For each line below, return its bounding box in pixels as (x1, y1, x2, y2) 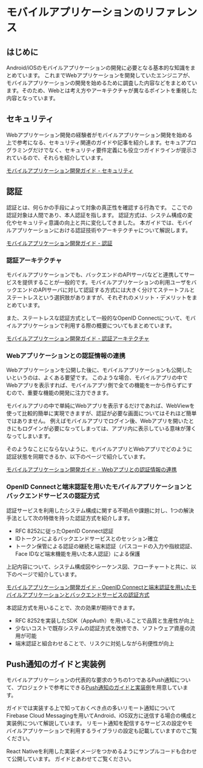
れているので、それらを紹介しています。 (6, 154, 107, 161)
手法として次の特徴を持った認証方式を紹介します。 (6, 514, 133, 521)
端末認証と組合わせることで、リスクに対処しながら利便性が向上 (15, 639, 175, 647)
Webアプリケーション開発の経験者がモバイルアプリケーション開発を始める (6, 131, 193, 139)
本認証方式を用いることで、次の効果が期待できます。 (6, 604, 138, 611)
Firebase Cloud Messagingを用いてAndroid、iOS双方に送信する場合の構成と (6, 712, 197, 719)
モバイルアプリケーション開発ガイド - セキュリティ (6, 166, 134, 174)
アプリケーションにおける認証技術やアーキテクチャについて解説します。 (11, 226, 191, 234)
